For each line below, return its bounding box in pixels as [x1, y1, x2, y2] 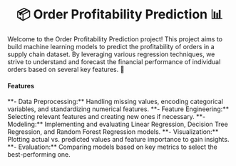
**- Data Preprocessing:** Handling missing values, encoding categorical [7, 98, 223, 106]
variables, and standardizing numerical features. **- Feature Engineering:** [7, 105, 230, 113]
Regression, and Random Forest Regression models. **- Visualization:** [7, 128, 219, 136]
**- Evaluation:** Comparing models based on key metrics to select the [7, 142, 217, 151]
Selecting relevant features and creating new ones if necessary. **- [7, 113, 205, 121]
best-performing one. [7, 150, 71, 159]
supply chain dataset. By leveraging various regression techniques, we [7, 50, 215, 58]
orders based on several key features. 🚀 [7, 65, 125, 73]
